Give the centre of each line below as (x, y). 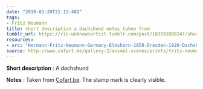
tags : (13, 17)
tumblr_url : (21, 34)
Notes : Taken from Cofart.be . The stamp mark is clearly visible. (86, 79)
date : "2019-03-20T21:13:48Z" (44, 12)
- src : (14, 46)
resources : (20, 40)
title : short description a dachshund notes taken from (78, 29)
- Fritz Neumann (27, 23)
